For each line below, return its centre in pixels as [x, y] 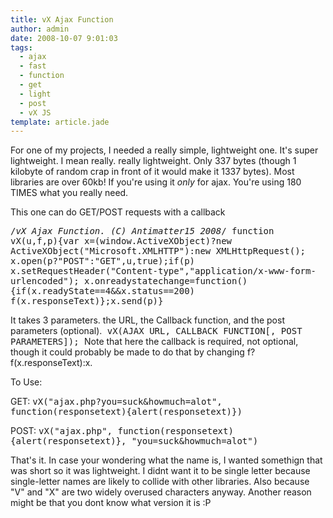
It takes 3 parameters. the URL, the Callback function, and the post [147, 320]
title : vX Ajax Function [62, 19]
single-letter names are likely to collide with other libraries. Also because [160, 482]
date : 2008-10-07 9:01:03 [64, 38]
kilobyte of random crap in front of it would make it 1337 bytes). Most [152, 172]
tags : [21, 47]
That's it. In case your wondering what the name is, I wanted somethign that [166, 460]
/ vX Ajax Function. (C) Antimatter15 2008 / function [142, 231]
